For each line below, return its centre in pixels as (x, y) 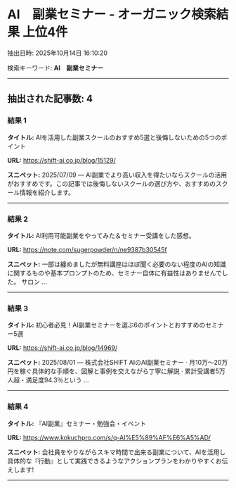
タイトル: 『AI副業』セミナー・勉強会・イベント (77, 423)
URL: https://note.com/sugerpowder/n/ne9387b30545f (87, 249)
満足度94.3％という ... (57, 380)
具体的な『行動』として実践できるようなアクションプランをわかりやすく (112, 461)
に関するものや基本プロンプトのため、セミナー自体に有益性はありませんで (115, 273)
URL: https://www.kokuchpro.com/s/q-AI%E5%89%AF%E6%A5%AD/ (109, 437)
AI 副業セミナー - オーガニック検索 (112, 14)
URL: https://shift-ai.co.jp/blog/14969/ (63, 348)
